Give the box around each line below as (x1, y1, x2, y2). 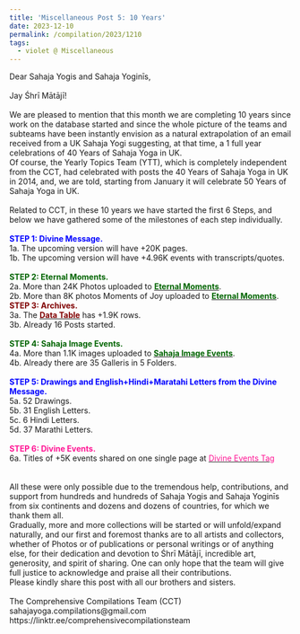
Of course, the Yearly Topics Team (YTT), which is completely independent (9, 157, 287, 168)
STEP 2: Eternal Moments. (9, 271, 109, 283)
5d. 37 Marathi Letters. (9, 424, 94, 436)
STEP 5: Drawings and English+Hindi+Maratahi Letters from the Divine (9, 376, 278, 387)
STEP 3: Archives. (9, 300, 78, 311)
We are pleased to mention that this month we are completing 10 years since (9, 110, 291, 120)
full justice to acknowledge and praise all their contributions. (9, 568, 232, 578)
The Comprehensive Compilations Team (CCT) (9, 596, 182, 607)
